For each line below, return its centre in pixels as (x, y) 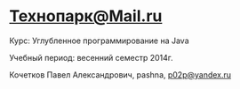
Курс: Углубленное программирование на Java (99, 41)
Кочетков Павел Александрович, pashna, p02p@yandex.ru (120, 74)
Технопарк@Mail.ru (86, 16)
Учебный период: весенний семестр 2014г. (91, 57)
